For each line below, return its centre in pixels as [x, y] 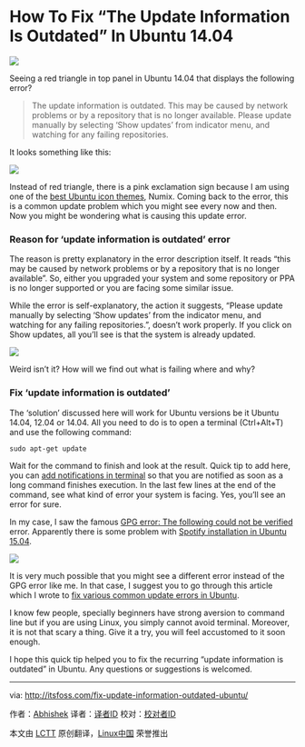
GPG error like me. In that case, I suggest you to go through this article [141, 585]
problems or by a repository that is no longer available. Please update [162, 115]
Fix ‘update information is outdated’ [90, 393]
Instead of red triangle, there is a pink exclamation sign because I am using [149, 186]
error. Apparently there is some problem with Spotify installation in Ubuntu [148, 531]
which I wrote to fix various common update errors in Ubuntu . [124, 595]
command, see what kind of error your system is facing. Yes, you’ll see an [148, 494]
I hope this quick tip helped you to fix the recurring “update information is [147, 659]
